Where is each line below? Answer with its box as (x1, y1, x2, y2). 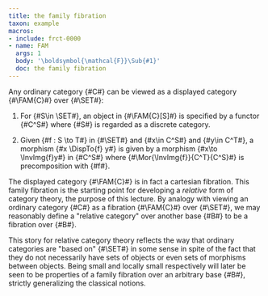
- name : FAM (8, 42, 48, 50)
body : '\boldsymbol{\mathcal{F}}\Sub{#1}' (15, 57, 161, 66)
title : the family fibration (8, 11, 107, 20)
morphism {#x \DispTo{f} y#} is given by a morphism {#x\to (19, 143, 218, 154)
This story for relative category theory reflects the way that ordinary (8, 235, 235, 245)
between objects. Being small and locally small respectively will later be (8, 260, 246, 271)
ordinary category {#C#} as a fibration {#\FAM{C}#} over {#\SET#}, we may (8, 202, 261, 212)
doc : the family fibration (15, 65, 107, 73)
